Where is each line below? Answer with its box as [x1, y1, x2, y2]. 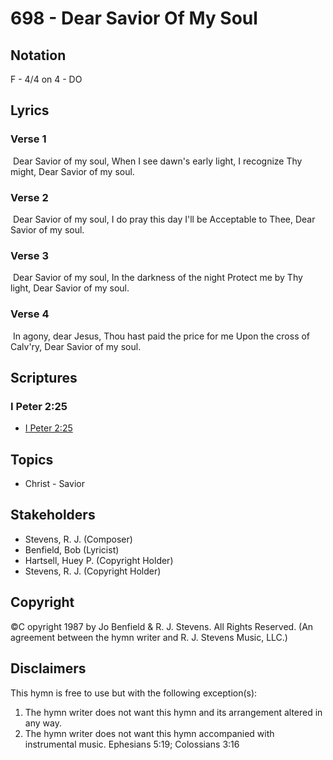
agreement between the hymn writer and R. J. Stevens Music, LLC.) [10, 631, 288, 643]
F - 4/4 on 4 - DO [10, 73, 83, 85]
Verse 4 [10, 307, 50, 321]
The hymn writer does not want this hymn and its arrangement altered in [24, 706, 323, 718]
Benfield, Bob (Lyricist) [24, 543, 120, 556]
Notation [10, 47, 67, 64]
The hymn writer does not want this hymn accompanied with [24, 727, 275, 739]
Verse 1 [10, 132, 47, 146]
